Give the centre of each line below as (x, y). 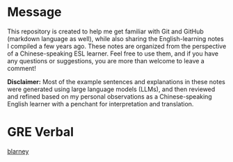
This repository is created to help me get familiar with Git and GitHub (105, 31)
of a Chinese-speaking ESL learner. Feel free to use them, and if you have (113, 54)
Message (34, 12)
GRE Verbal (41, 132)
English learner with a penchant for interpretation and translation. (101, 104)
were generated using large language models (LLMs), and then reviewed (111, 89)
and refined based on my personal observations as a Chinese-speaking (110, 96)
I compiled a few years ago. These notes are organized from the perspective (117, 46)
